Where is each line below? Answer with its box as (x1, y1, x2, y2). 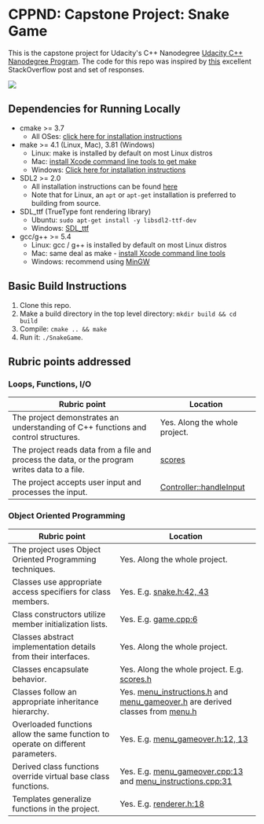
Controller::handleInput (159, 482, 245, 493)
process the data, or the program (12, 454, 134, 465)
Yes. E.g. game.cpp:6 (119, 613, 198, 624)
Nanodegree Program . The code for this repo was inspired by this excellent (8, 57, 251, 66)
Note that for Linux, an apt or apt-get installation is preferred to (31, 190, 236, 200)
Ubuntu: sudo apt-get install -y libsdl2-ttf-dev (31, 214, 197, 225)
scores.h (119, 673, 152, 684)
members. (12, 595, 49, 606)
